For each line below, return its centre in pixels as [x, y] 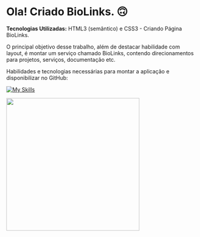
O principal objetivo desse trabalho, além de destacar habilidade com [93, 47]
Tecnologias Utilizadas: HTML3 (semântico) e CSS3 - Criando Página [94, 28]
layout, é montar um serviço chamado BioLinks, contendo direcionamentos [100, 53]
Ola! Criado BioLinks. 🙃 [67, 12]
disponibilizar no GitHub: [37, 78]
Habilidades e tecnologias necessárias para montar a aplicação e [88, 71]
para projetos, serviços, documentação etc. [61, 59]
